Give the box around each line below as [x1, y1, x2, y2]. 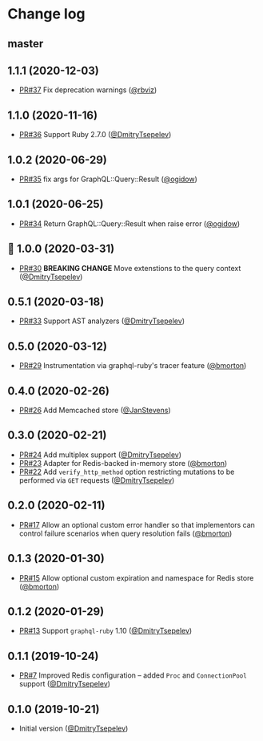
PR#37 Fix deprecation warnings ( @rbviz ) [18, 85, 157, 95]
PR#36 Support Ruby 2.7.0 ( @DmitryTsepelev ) [18, 130, 172, 140]
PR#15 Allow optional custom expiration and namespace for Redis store [18, 573, 254, 582]
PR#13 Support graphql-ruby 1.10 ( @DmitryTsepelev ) [18, 626, 193, 636]
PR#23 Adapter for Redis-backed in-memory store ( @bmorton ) [18, 458, 228, 468]
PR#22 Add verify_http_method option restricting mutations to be [18, 467, 235, 476]
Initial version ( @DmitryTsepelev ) [18, 723, 129, 733]
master [7, 37, 44, 51]
